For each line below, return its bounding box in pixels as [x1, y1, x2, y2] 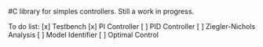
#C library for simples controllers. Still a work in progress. [8, 7, 195, 16]
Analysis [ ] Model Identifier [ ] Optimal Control [8, 31, 159, 39]
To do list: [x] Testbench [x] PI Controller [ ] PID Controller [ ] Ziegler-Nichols [8, 22, 256, 31]
